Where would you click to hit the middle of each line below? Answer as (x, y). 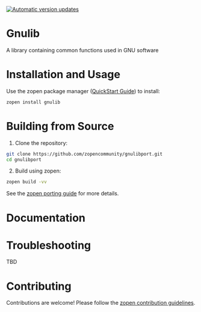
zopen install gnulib (33, 102)
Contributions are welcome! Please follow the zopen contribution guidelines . (101, 303)
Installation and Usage (63, 75)
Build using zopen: (38, 171)
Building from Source (60, 126)
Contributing (39, 286)
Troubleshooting (49, 245)
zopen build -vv (26, 182)
